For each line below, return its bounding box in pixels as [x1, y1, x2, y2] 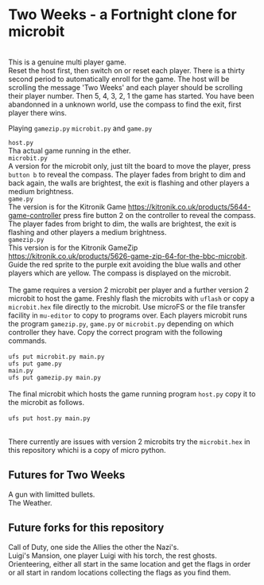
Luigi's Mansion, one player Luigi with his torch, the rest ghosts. [8, 551, 217, 560]
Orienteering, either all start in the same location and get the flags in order [8, 559, 251, 568]
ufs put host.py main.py [8, 414, 91, 423]
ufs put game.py [8, 360, 62, 368]
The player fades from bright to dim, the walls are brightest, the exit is [8, 219, 237, 228]
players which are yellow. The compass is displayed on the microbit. [8, 268, 231, 278]
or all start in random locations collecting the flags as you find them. [8, 567, 231, 577]
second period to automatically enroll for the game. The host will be [8, 74, 230, 84]
